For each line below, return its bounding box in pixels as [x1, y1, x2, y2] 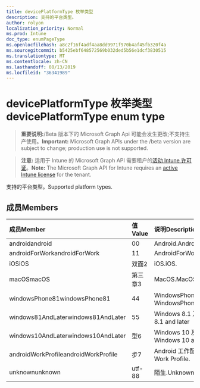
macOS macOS [9, 275, 51, 283]
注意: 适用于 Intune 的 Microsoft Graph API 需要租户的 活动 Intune [20, 157, 180, 164]
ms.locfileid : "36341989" [6, 70, 70, 76]
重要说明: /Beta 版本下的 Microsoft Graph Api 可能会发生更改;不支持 [20, 130, 185, 137]
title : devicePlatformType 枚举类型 [6, 8, 93, 15]
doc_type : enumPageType [6, 36, 65, 42]
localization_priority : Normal [6, 25, 84, 32]
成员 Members [6, 202, 58, 212]
